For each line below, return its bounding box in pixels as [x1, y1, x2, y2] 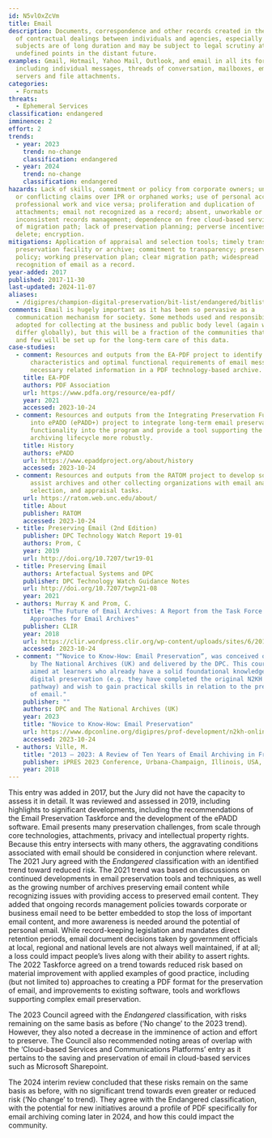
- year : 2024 [15, 163, 60, 171]
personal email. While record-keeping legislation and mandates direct [8, 926, 240, 935]
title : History [23, 441, 74, 450]
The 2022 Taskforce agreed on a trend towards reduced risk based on [8, 960, 243, 969]
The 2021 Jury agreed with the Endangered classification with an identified [8, 857, 259, 866]
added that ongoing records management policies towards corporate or [8, 900, 248, 909]
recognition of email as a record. [15, 260, 136, 268]
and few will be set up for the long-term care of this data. [15, 336, 230, 344]
